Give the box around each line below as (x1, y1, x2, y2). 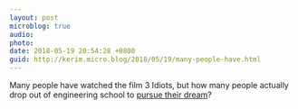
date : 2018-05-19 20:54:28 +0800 (9, 47, 136, 56)
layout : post (9, 13, 59, 23)
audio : (9, 30, 34, 39)
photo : (9, 38, 34, 48)
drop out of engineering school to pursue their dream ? (9, 89, 213, 100)
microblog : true (9, 22, 71, 31)
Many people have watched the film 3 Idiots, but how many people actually (9, 80, 290, 90)
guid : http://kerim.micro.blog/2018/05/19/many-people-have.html (9, 55, 261, 64)
